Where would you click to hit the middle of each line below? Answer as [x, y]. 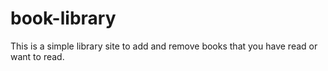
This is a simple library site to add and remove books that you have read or [164, 46]
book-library [63, 18]
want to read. [37, 56]
